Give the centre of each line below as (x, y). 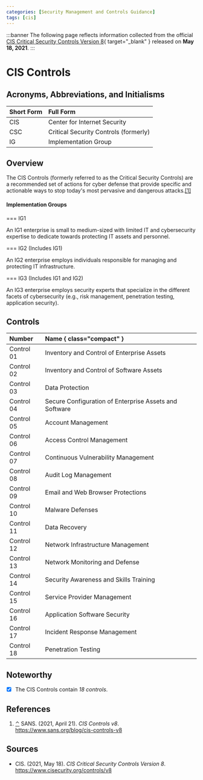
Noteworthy (29, 675)
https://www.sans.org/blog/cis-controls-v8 (69, 730)
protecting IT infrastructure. (41, 266)
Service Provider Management (88, 597)
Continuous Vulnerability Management (99, 458)
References (28, 709)
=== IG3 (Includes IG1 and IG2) (45, 278)
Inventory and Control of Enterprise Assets (105, 353)
